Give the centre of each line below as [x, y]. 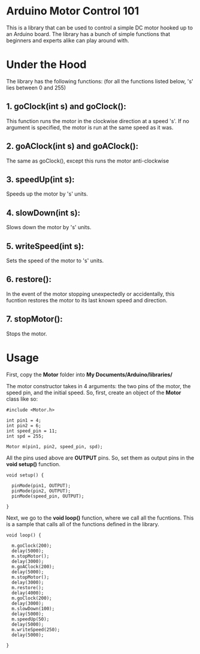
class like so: [22, 399]
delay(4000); [28, 593]
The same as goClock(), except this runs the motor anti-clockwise [88, 161]
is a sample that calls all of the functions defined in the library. [83, 524]
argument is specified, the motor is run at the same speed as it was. [90, 127]
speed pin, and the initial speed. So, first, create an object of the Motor [94, 392]
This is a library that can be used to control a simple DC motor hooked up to [100, 28]
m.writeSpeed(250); [36, 629]
